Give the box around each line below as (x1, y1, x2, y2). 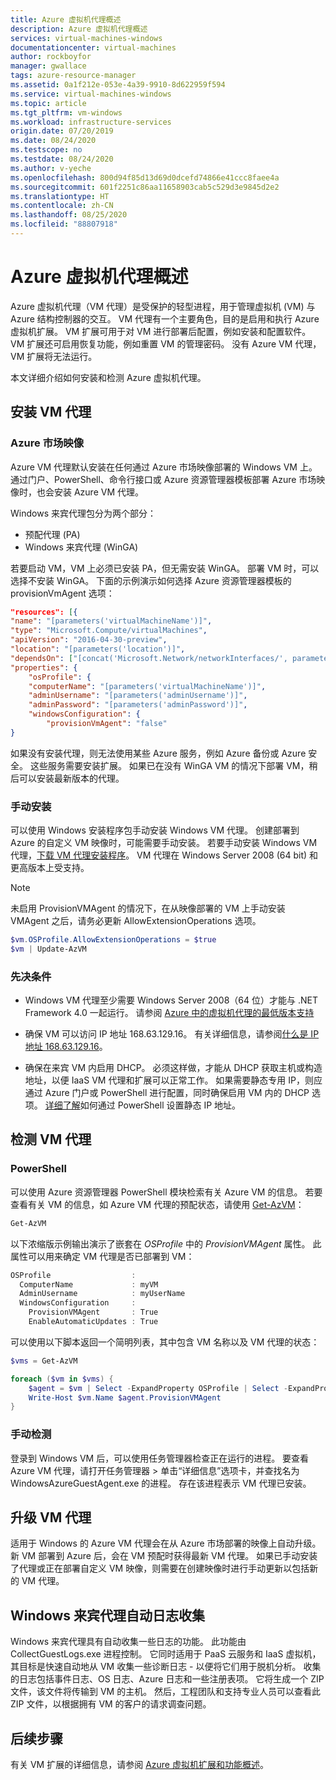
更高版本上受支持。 (10, 862, 90, 874)
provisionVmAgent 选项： (10, 587, 115, 599)
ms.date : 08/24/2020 (10, 136, 97, 146)
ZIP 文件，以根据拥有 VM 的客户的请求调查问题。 (10, 1698, 212, 1710)
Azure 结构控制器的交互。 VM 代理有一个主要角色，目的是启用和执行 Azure (10, 312, 320, 325)
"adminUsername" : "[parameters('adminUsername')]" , (28, 691, 248, 701)
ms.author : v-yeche (10, 163, 92, 173)
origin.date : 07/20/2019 (10, 126, 114, 136)
